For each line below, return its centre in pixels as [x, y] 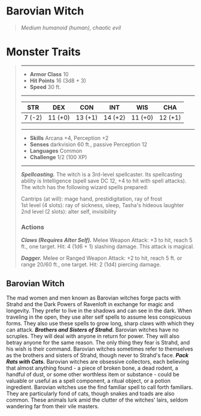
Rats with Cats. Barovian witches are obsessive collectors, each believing [98, 361]
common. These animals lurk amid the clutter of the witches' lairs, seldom [97, 400]
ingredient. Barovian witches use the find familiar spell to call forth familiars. [100, 387]
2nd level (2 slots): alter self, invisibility [68, 211]
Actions [33, 227]
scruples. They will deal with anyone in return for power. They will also [93, 336]
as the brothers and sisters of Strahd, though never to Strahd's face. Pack [98, 355]
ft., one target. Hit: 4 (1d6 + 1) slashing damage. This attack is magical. [107, 247]
